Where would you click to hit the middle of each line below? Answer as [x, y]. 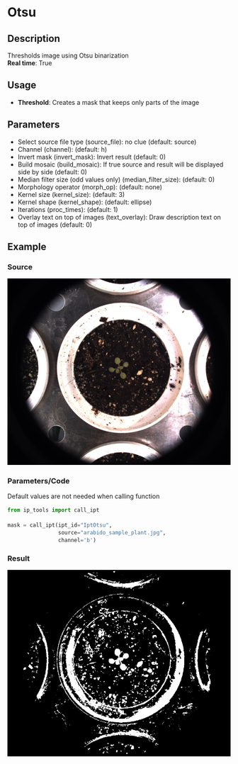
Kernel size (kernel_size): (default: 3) [71, 194]
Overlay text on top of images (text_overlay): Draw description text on [119, 217]
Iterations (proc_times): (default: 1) [68, 209]
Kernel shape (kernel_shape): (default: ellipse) [85, 202]
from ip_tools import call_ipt [53, 510]
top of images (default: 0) [55, 225]
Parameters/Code [39, 481]
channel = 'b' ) [77, 540]
